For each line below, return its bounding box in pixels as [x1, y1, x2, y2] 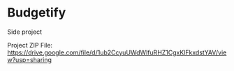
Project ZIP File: [7, 41, 53, 49]
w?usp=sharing [7, 55, 52, 63]
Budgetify [7, 5, 66, 21]
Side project [7, 28, 43, 36]
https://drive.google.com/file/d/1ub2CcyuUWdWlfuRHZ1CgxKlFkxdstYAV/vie [7, 48, 227, 57]
